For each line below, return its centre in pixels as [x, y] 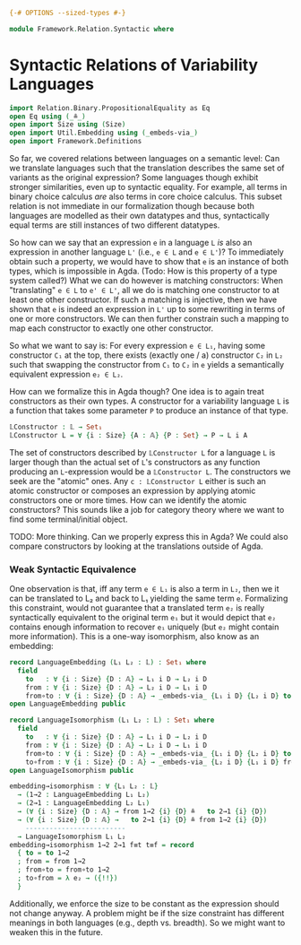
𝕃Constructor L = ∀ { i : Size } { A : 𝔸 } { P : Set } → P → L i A [129, 435]
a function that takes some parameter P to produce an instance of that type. [149, 411]
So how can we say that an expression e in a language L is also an [131, 243]
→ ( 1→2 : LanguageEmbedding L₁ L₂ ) [84, 795]
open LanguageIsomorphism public [72, 770]
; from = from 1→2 [52, 862]
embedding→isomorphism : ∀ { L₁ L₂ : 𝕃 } [84, 786]
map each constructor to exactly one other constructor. [112, 328]
